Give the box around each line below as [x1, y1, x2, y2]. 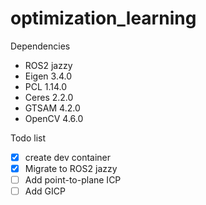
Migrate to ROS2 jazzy [24, 163, 118, 174]
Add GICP [24, 185, 66, 197]
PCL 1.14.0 [24, 80, 68, 92]
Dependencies [10, 40, 71, 52]
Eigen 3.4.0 [24, 70, 73, 82]
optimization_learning [10, 7, 197, 30]
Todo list [10, 132, 46, 144]
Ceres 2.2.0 [24, 91, 74, 103]
